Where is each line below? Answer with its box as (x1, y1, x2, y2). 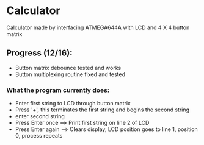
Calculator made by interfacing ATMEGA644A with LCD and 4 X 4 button (6, 24, 190, 31)
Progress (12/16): (6, 48, 73, 58)
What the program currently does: (6, 86, 110, 94)
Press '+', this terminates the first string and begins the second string (15, 106, 190, 113)
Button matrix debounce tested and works (15, 64, 122, 71)
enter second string (15, 113, 65, 120)
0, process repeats (15, 132, 63, 140)
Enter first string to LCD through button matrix (15, 100, 131, 107)
